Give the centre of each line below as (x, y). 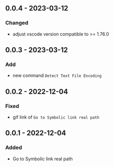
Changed (17, 23)
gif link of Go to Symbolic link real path (56, 117)
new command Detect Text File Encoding (57, 75)
